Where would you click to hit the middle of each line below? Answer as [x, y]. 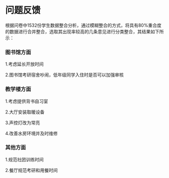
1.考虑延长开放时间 [24, 64]
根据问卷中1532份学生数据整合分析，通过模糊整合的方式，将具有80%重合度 [83, 25]
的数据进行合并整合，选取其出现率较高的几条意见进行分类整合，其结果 [78, 31]
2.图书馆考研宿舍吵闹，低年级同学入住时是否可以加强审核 [65, 75]
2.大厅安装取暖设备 [25, 112]
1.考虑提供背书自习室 [27, 101]
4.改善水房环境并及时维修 [31, 133]
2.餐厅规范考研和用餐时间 [31, 170]
